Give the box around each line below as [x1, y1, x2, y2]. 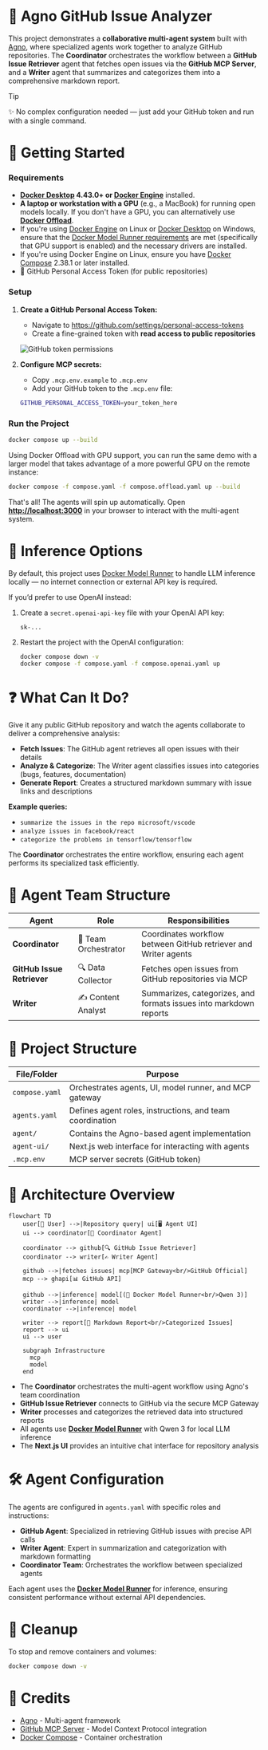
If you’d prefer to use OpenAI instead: [8, 592, 132, 601]
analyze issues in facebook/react [19, 827, 135, 836]
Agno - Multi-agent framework [19, 1715, 121, 1725]
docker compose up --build [8, 436, 98, 443]
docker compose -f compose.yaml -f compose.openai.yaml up [19, 660, 221, 668]
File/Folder [15, 1069, 58, 1080]
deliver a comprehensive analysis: [8, 729, 120, 739]
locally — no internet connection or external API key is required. [8, 577, 218, 586]
